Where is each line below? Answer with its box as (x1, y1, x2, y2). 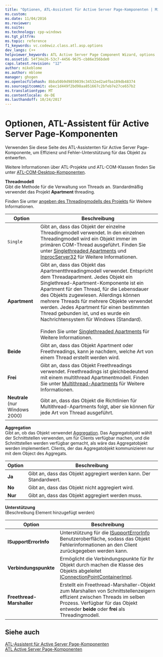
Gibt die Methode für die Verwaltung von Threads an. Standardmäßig (5, 184, 143, 190)
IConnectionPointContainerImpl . (60, 574, 133, 580)
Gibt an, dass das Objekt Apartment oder (40, 342, 133, 349)
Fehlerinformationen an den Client (60, 542, 137, 548)
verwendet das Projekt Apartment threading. (5, 189, 96, 195)
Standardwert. (28, 476, 61, 483)
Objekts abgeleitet (60, 568, 102, 575)
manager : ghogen (5, 75, 38, 80)
